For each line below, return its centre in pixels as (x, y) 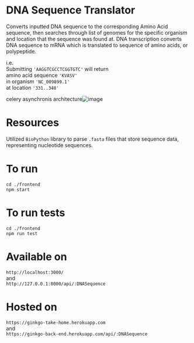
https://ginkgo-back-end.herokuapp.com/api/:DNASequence (77, 334)
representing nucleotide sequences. (50, 145)
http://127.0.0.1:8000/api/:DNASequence (56, 284)
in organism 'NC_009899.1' (38, 81)
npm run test (22, 233)
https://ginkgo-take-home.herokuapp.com (56, 322)
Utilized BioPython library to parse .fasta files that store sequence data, (93, 139)
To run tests (36, 213)
